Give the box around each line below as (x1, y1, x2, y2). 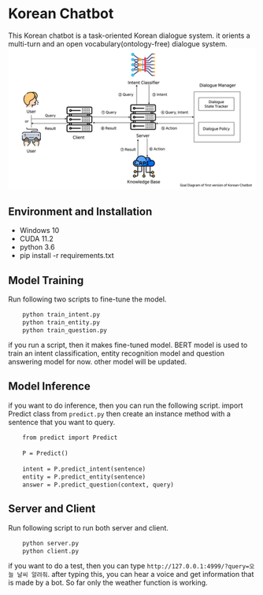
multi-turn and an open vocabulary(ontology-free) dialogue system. (8, 39, 228, 48)
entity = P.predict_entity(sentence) (22, 473, 146, 481)
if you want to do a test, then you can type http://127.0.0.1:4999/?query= (8, 560, 250, 571)
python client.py (22, 547, 80, 555)
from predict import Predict (22, 434, 118, 442)
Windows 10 (19, 226, 60, 235)
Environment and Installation (8, 205, 153, 218)
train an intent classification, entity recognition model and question (8, 349, 224, 358)
